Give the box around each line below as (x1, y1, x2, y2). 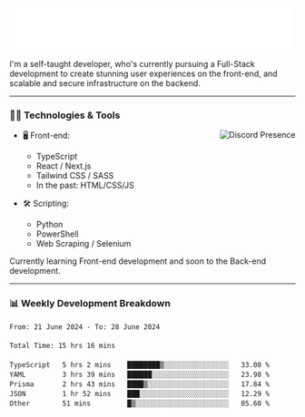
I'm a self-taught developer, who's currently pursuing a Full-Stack (9, 59, 256, 69)
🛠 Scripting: (22, 198, 70, 209)
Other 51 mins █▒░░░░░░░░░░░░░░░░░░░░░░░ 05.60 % (9, 399, 271, 408)
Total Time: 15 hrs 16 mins (9, 342, 116, 351)
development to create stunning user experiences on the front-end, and (9, 68, 279, 79)
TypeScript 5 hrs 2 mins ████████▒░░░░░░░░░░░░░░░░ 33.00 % (9, 361, 271, 370)
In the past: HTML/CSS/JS (35, 179, 134, 191)
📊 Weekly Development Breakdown (9, 297, 171, 310)
